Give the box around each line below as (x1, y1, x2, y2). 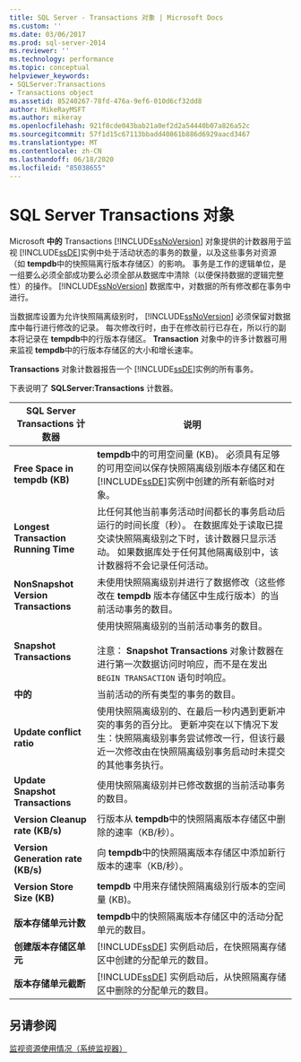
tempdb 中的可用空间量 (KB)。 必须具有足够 (97, 448, 280, 461)
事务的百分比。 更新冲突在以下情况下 (115, 718, 271, 731)
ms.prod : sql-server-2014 (9, 38, 106, 48)
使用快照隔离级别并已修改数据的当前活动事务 (97, 779, 286, 792)
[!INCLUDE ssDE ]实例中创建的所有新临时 (97, 475, 266, 488)
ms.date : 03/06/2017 (9, 30, 87, 39)
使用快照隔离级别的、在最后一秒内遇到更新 (97, 705, 277, 718)
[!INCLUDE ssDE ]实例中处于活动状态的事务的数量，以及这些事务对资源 (19, 248, 277, 258)
